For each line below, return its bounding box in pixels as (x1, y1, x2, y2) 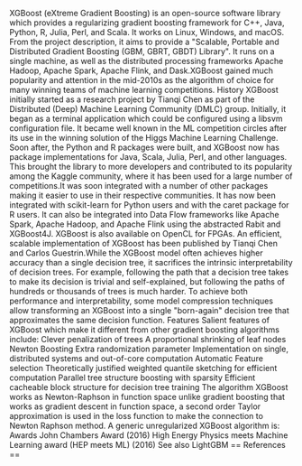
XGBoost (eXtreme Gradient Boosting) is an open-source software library (9, 8, 281, 18)
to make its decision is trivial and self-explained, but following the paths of (9, 276, 286, 287)
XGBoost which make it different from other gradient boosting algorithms (9, 324, 279, 335)
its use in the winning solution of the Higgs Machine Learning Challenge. (9, 133, 279, 143)
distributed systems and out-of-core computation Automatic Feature (9, 353, 264, 364)
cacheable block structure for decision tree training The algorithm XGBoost (9, 382, 288, 392)
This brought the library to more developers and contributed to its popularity (9, 162, 293, 172)
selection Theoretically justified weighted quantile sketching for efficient (9, 363, 278, 373)
